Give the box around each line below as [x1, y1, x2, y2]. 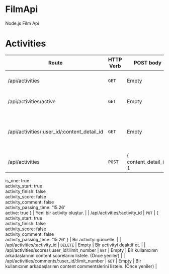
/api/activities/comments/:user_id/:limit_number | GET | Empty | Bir [5, 258, 142, 264]
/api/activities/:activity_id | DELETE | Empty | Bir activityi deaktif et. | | [5, 242, 146, 248]
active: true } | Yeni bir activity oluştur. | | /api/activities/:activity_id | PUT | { [5, 210, 158, 216]
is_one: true [5, 177, 30, 183]
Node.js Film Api [5, 20, 39, 26]
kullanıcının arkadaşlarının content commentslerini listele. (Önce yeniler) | [5, 263, 157, 269]
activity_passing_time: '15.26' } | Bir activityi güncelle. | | [5, 236, 121, 242]
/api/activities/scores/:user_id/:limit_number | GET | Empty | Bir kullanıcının [5, 247, 158, 253]
